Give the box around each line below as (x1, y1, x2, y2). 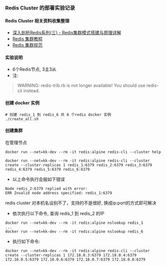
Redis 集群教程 (12, 36, 43, 42)
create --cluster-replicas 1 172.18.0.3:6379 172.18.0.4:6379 (5, 253, 137, 258)
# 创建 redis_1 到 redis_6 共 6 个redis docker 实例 (5, 112, 111, 117)
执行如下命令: (12, 238, 40, 244)
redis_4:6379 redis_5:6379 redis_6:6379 (5, 167, 90, 172)
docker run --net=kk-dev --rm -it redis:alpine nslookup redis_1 (5, 220, 143, 225)
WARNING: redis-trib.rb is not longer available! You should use (17, 83, 146, 89)
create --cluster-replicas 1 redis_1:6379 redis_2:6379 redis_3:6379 (5, 163, 153, 168)
